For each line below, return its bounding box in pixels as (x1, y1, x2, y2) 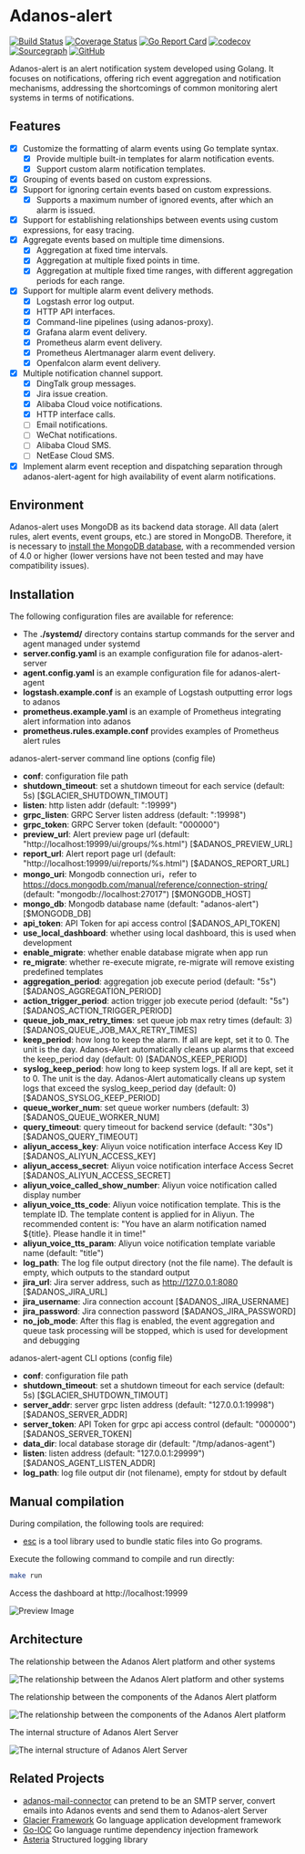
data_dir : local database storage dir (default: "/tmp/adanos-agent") (22, 1439, 276, 1450)
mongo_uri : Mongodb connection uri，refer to (22, 869, 198, 880)
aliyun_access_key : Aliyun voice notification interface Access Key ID (22, 1141, 283, 1152)
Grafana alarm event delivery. (36, 326, 147, 338)
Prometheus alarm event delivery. (36, 337, 163, 348)
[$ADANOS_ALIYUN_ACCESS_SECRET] (22, 1170, 171, 1181)
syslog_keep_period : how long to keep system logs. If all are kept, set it (22, 1063, 294, 1074)
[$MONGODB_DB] (22, 908, 92, 919)
